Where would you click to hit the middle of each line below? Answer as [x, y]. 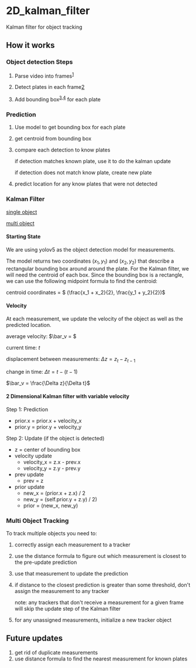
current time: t [23, 347]
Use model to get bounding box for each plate [70, 128]
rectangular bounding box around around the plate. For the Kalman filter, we [97, 268]
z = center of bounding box [47, 449]
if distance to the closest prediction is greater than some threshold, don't [102, 585]
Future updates [35, 638]
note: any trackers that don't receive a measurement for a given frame [99, 602]
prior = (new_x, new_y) [51, 505]
